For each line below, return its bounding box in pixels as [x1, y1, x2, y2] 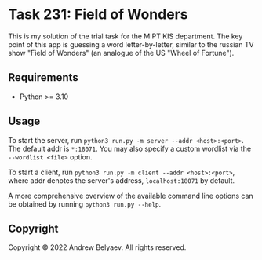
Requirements [8, 71, 78, 84]
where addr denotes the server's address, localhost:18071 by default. [8, 175, 235, 185]
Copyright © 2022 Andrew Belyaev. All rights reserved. [8, 243, 187, 252]
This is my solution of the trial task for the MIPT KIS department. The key [8, 31, 243, 41]
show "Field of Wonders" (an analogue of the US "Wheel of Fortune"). [8, 48, 235, 57]
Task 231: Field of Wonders [8, 5, 188, 24]
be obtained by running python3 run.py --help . [8, 199, 162, 209]
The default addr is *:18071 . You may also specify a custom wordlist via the [8, 144, 252, 153]
